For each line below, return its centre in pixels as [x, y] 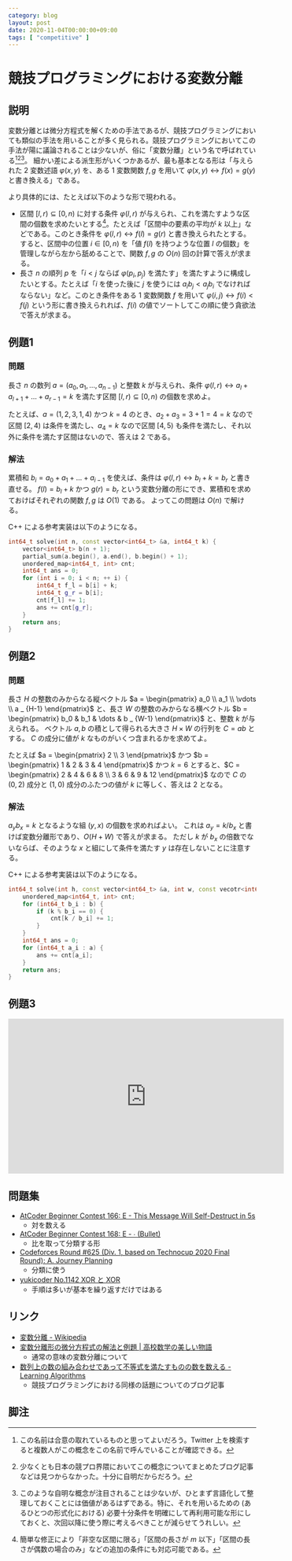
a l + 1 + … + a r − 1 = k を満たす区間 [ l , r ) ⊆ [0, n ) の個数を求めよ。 [111, 397]
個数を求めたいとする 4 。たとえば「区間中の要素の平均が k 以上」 [139, 223]
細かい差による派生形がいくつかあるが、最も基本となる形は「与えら [143, 160]
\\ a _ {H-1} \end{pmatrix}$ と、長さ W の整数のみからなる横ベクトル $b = [128, 708]
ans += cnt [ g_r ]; [65, 607]
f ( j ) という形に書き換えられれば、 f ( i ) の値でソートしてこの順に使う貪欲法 [137, 305]
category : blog [33, 15]
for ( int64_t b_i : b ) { [63, 904]
